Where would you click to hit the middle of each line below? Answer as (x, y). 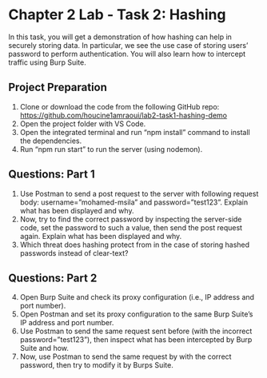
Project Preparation (58, 88)
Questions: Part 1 (52, 175)
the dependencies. (51, 141)
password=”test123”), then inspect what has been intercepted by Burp (136, 340)
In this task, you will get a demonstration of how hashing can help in (120, 37)
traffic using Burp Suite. (47, 62)
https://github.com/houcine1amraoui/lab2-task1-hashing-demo (124, 115)
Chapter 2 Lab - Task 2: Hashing (117, 15)
